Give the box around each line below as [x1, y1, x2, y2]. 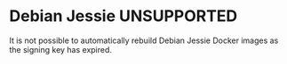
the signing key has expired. [9, 44, 113, 54]
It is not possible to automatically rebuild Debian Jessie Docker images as [9, 35, 279, 46]
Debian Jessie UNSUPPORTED [9, 6, 238, 26]
